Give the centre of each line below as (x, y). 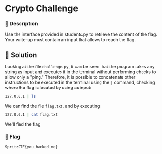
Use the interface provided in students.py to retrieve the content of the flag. (81, 34)
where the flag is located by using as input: (48, 88)
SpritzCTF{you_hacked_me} (31, 147)
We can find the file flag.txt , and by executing (52, 106)
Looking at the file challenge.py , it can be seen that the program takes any (80, 67)
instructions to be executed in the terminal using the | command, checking (80, 82)
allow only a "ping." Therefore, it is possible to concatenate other (70, 77)
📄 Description (21, 24)
